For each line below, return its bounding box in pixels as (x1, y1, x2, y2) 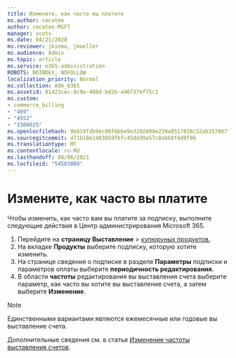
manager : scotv (7, 29, 52, 37)
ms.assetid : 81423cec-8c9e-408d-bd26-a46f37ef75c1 (7, 88, 159, 95)
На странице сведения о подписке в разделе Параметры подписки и (17, 257, 228, 265)
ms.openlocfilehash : (7, 128, 68, 135)
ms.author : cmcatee (7, 17, 65, 24)
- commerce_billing (7, 102, 65, 109)
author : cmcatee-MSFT (7, 23, 71, 30)
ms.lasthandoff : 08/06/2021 (7, 154, 90, 161)
